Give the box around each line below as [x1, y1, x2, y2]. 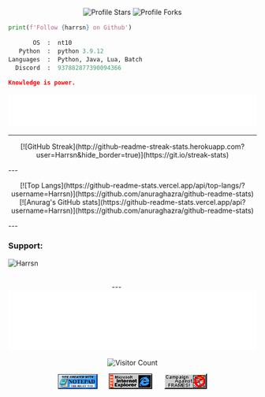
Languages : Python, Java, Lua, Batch [8, 55, 144, 63]
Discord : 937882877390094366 [15, 64, 122, 72]
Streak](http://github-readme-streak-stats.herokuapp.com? [51, 142, 245, 151]
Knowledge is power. [8, 79, 77, 87]
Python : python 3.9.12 [18, 47, 104, 55]
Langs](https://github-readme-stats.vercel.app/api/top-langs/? [40, 180, 246, 190]
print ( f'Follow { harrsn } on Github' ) [8, 24, 132, 32]
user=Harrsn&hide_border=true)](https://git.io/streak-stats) [35, 150, 230, 159]
